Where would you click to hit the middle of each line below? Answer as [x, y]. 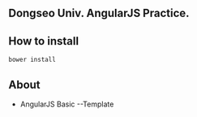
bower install [32, 60]
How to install [44, 41]
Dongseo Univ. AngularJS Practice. [99, 13]
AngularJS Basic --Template [67, 104]
